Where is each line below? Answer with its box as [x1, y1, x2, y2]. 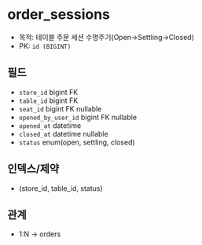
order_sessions [7, 5, 111, 24]
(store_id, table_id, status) [18, 183, 103, 193]
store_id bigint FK [18, 87, 79, 97]
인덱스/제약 [7, 163, 60, 176]
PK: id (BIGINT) [18, 41, 72, 50]
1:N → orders [18, 229, 61, 239]
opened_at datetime [18, 120, 82, 130]
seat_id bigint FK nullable [18, 104, 102, 113]
